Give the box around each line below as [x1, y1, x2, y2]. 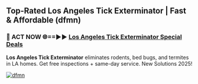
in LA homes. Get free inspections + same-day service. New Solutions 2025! [6, 60, 193, 67]
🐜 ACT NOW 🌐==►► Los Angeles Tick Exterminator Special [6, 33, 182, 41]
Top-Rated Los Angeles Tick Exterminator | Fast [6, 6, 186, 16]
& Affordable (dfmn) [6, 15, 82, 25]
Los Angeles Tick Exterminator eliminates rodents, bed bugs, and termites [6, 54, 189, 61]
